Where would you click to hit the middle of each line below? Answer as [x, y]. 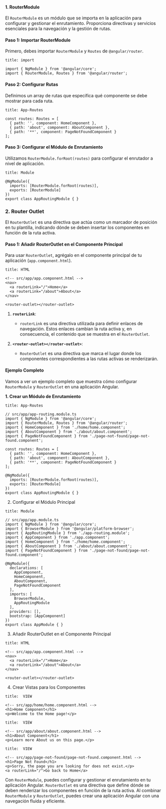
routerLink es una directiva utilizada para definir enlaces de [81, 324]
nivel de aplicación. [25, 163]
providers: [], [25, 611]
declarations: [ [26, 568]
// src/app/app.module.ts [32, 520]
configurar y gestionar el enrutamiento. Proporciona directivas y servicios [81, 23]
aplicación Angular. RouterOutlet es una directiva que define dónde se [78, 785]
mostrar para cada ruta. [29, 101]
